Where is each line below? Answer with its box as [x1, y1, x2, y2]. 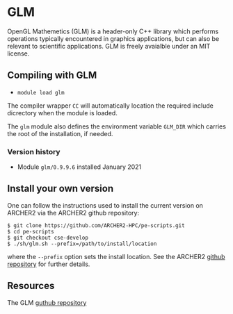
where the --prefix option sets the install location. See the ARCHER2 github [7, 252, 225, 261]
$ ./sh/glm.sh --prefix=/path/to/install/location [7, 240, 157, 247]
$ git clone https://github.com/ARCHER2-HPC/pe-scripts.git [7, 222, 186, 229]
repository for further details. [7, 260, 90, 268]
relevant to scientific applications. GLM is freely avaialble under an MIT [7, 42, 211, 50]
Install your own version [7, 183, 113, 195]
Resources [7, 280, 55, 292]
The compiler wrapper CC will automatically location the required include [7, 101, 214, 110]
